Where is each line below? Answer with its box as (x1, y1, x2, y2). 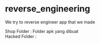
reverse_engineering (5, 3, 90, 14)
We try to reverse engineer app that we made (5, 19, 95, 25)
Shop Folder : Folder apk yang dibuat (5, 28, 79, 34)
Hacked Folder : (5, 33, 37, 39)
